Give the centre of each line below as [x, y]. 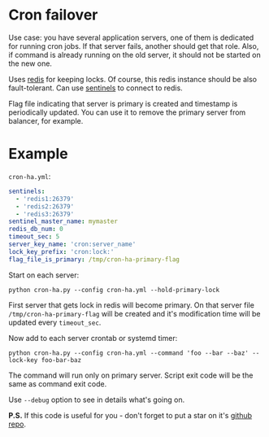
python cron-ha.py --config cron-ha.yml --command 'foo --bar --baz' [129, 353]
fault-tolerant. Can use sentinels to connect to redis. [95, 88]
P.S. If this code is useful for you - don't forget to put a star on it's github [130, 415]
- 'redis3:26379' [45, 214]
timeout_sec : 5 [34, 237]
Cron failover [53, 15]
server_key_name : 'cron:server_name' [72, 244]
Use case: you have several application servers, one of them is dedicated [131, 37]
